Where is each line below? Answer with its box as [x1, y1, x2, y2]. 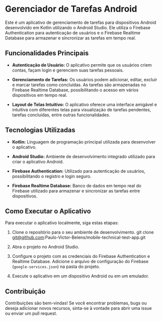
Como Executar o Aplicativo [5, 207, 91, 215]
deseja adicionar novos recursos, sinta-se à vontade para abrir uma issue [5, 305, 152, 311]
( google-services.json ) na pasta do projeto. [12, 264, 100, 269]
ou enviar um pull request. [5, 310, 57, 317]
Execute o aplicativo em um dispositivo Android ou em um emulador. [12, 273, 149, 279]
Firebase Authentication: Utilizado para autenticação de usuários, [12, 168, 146, 174]
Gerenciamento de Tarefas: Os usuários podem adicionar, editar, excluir [12, 76, 158, 82]
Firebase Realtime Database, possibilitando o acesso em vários [12, 87, 139, 93]
